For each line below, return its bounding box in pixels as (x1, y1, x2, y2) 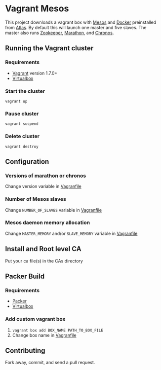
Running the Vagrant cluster (5, 44, 94, 52)
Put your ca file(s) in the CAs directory (5, 258, 83, 264)
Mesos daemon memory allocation (5, 219, 90, 226)
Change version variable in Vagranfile (5, 184, 81, 189)
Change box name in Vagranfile (12, 332, 77, 338)
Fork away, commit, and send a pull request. (5, 360, 95, 366)
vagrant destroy (5, 144, 39, 149)
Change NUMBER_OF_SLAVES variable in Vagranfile (5, 207, 102, 213)
